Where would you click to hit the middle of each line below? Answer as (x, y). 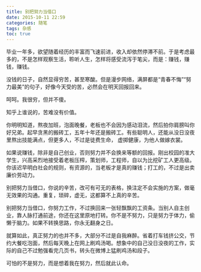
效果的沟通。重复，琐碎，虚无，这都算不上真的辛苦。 (77, 195)
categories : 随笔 (27, 23)
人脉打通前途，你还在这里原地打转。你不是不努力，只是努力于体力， (106, 215)
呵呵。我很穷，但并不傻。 (38, 100)
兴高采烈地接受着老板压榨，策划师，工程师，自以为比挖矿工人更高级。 (108, 160)
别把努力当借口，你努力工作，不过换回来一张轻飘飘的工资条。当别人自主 (95, 208)
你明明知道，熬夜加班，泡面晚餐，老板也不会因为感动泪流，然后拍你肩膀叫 (98, 125)
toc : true (19, 34)
